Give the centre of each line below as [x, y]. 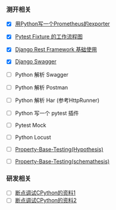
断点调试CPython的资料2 [46, 200]
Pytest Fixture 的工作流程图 [49, 37]
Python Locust [33, 137]
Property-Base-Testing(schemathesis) [62, 161]
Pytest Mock [31, 125]
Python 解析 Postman [41, 87]
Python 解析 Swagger [42, 74]
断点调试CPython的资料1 [45, 193]
